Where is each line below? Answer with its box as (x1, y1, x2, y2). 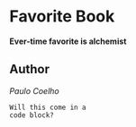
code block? (9, 110, 54, 120)
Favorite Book (9, 6, 115, 27)
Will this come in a (9, 103, 87, 112)
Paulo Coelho (9, 85, 60, 96)
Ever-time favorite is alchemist (9, 36, 127, 47)
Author (9, 62, 50, 77)
